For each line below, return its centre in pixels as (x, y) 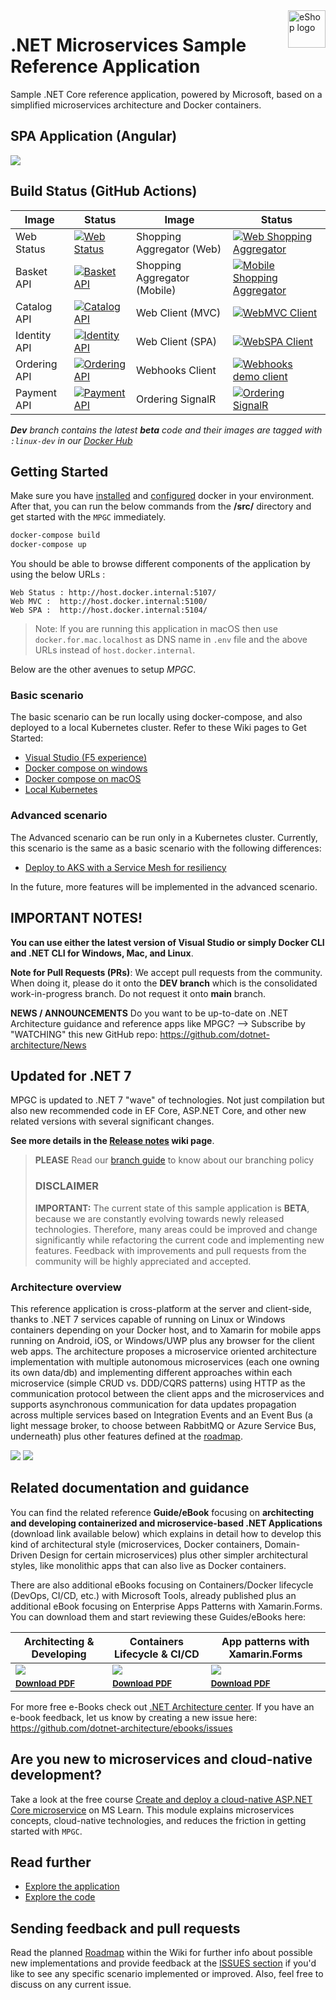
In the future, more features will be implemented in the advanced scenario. (164, 886)
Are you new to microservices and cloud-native (161, 1759)
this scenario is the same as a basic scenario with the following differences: (166, 848)
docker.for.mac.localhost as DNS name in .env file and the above (171, 640)
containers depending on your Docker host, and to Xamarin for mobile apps (166, 1330)
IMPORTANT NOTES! (76, 918)
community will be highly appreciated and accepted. (143, 1261)
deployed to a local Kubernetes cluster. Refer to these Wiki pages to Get (158, 728)
